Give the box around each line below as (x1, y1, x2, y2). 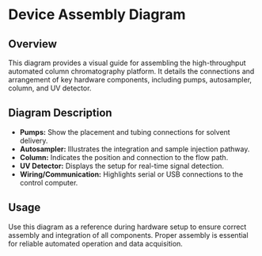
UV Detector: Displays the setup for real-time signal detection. (19, 161, 224, 170)
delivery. (19, 136, 48, 145)
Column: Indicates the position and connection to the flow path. (19, 152, 229, 162)
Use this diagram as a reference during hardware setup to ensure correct (8, 222, 247, 231)
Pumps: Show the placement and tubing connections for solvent (19, 127, 231, 136)
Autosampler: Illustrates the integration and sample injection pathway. (19, 144, 250, 154)
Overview (8, 37, 58, 51)
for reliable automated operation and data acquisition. (8, 239, 184, 248)
